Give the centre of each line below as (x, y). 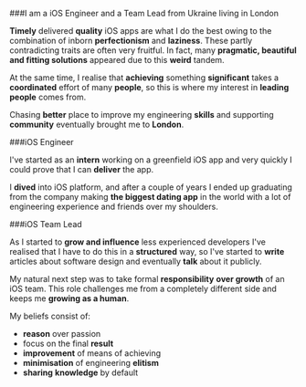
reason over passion (62, 334)
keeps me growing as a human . (69, 298)
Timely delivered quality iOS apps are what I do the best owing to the (141, 31)
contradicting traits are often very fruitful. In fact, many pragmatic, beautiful (153, 50)
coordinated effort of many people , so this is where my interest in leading (149, 87)
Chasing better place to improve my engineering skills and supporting (142, 115)
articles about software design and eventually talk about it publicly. (136, 261)
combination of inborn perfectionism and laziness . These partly (131, 41)
